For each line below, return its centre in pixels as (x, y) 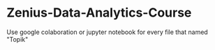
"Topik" (17, 39)
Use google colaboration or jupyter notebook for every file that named (107, 32)
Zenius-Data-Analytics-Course (99, 13)
